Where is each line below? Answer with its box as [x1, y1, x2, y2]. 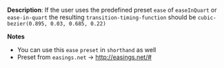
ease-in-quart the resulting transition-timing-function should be [7, 13, 196, 21]
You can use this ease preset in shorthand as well [17, 46, 156, 54]
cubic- [197, 14, 217, 21]
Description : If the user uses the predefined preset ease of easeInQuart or [7, 6, 217, 14]
